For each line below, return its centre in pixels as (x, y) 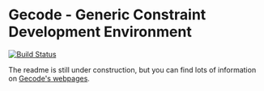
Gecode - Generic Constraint (107, 15)
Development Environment (100, 32)
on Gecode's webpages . (49, 78)
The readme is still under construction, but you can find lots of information (132, 69)
